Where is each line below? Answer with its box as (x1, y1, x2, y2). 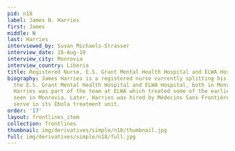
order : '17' (7, 107, 42, 114)
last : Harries (7, 36, 49, 43)
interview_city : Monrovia (7, 56, 83, 63)
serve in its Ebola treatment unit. (13, 101, 120, 108)
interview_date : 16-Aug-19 (7, 49, 86, 56)
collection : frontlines (7, 120, 77, 127)
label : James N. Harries (7, 17, 80, 24)
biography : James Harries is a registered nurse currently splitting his (7, 74, 227, 82)
